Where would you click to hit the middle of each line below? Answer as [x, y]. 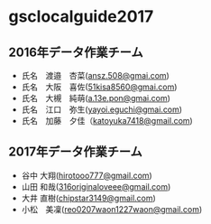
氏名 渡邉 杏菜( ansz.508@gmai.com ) [96, 75]
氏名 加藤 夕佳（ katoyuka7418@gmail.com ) [107, 121]
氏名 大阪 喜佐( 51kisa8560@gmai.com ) [99, 87]
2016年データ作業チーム [76, 52]
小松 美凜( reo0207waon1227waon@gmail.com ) [112, 209]
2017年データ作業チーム [76, 152]
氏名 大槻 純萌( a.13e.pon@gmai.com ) [96, 98]
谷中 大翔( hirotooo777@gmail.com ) [87, 175]
